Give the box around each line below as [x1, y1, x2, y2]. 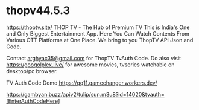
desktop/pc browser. [6, 67, 58, 74]
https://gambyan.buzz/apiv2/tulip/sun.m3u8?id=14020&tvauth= [6, 91, 165, 98]
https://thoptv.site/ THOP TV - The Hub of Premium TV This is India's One [6, 24, 190, 31]
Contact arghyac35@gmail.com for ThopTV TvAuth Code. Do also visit [6, 54, 182, 62]
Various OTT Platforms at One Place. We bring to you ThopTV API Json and [6, 36, 194, 44]
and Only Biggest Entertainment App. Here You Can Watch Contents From [6, 30, 190, 37]
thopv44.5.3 [6, 4, 71, 18]
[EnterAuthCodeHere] [6, 97, 60, 105]
